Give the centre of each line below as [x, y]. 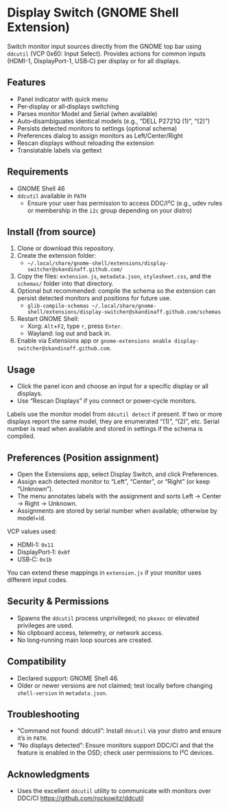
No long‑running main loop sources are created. [85, 640]
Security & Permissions [58, 602]
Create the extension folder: [57, 256]
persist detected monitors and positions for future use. [94, 298]
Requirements [38, 172]
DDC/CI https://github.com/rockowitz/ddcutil [80, 798]
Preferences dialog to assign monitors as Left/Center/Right [100, 135]
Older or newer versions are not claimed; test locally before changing [115, 685]
